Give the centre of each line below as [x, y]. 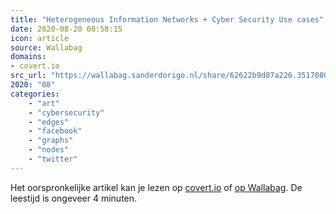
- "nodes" [49, 150]
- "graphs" [51, 141]
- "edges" [49, 122]
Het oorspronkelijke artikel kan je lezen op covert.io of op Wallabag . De [156, 187]
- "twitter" [53, 159]
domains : [28, 57]
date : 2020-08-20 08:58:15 [66, 29]
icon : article [40, 38]
